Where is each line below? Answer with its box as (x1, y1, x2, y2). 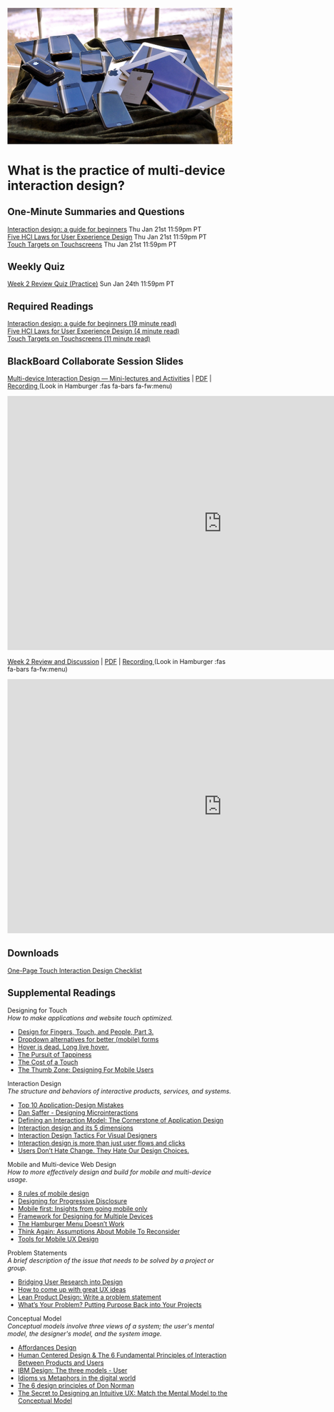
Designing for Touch (7, 1005, 68, 1015)
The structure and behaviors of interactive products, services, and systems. (7, 1087, 232, 1095)
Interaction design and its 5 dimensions (17, 1123, 133, 1132)
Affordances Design (17, 1343, 77, 1351)
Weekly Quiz (7, 261, 66, 273)
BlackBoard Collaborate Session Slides (7, 355, 184, 367)
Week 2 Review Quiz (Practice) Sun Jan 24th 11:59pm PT (7, 279, 175, 288)
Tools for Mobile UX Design (17, 1234, 98, 1243)
